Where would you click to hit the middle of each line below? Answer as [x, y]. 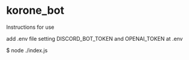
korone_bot [35, 10]
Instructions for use [30, 27]
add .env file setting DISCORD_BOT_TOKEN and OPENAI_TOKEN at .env [94, 38]
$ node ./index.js [27, 50]
